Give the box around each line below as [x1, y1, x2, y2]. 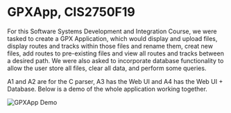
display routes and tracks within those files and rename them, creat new [7, 42, 214, 50]
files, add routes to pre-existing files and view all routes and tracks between [7, 49, 224, 58]
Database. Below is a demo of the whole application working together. [7, 85, 208, 93]
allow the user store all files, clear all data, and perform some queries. [7, 64, 207, 72]
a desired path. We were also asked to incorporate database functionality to [7, 56, 224, 64]
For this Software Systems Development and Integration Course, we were [7, 27, 217, 35]
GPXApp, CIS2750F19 [7, 4, 135, 20]
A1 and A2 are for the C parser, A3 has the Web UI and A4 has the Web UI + [7, 77, 223, 85]
